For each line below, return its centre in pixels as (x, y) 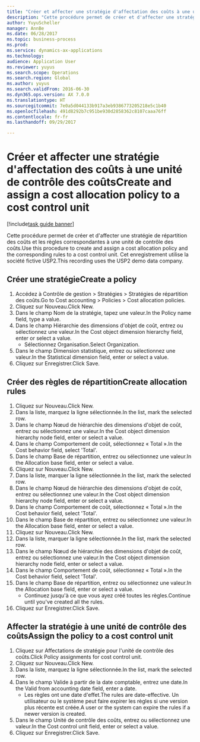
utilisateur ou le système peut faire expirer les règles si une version (106, 701)
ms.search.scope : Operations (43, 73)
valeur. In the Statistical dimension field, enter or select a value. (92, 357)
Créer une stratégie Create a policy (72, 279)
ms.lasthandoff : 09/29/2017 (42, 123)
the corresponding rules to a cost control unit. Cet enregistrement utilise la (98, 255)
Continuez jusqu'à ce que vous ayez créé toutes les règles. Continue (107, 595)
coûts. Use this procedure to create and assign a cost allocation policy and (97, 248)
